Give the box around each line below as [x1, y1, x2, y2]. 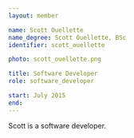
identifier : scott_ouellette [8, 41, 105, 49]
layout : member [8, 11, 59, 20]
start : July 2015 [8, 92, 66, 100]
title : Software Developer [8, 69, 98, 78]
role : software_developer [8, 77, 94, 85]
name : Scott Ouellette [8, 26, 84, 34]
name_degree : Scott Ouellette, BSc [8, 34, 127, 41]
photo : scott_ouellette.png [8, 55, 102, 64]
